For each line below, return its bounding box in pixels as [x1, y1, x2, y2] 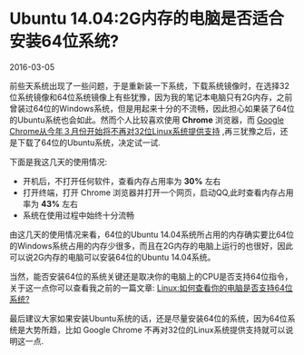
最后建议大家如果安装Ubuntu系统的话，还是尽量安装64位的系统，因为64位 [9, 312, 288, 323]
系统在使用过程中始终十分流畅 [22, 210, 134, 221]
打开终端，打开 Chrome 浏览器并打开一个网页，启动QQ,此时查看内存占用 [22, 187, 294, 198]
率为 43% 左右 [22, 198, 79, 209]
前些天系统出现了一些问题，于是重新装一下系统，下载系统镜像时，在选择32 [9, 80, 290, 91]
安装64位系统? [9, 31, 120, 52]
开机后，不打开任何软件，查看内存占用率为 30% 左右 [22, 175, 221, 186]
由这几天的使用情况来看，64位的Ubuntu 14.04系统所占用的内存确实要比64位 [9, 229, 295, 240]
